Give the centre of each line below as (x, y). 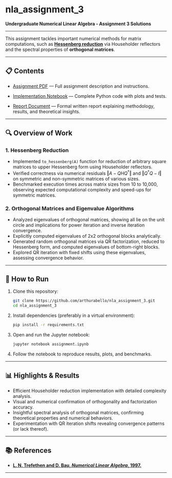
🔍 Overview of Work (39, 133)
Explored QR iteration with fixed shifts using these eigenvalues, (79, 253)
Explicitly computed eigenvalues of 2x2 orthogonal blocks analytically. (87, 236)
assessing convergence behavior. (48, 258)
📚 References (28, 450)
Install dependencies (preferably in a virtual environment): (74, 315)
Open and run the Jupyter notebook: (51, 334)
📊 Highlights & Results (42, 376)
